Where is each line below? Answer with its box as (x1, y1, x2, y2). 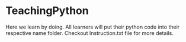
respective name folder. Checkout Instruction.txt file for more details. (5, 29, 174, 36)
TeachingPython (5, 4, 89, 17)
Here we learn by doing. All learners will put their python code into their (5, 23, 180, 30)
